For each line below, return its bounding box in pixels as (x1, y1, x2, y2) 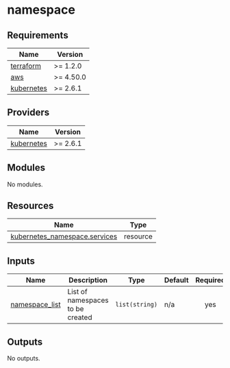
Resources (7, 200, 54, 212)
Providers (7, 107, 50, 119)
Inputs (7, 255, 36, 267)
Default (164, 275, 190, 285)
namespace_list (10, 300, 61, 310)
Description (68, 275, 108, 285)
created (67, 312, 92, 322)
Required (195, 275, 226, 285)
